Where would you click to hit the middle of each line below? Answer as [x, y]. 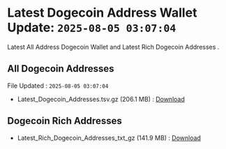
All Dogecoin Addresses [61, 69]
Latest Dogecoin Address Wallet [102, 13]
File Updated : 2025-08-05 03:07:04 [58, 86]
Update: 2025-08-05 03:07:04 [92, 28]
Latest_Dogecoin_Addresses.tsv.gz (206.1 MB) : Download [101, 99]
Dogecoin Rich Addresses [65, 121]
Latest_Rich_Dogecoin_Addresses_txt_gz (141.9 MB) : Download [109, 138]
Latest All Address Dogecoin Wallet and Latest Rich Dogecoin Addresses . [113, 47]
